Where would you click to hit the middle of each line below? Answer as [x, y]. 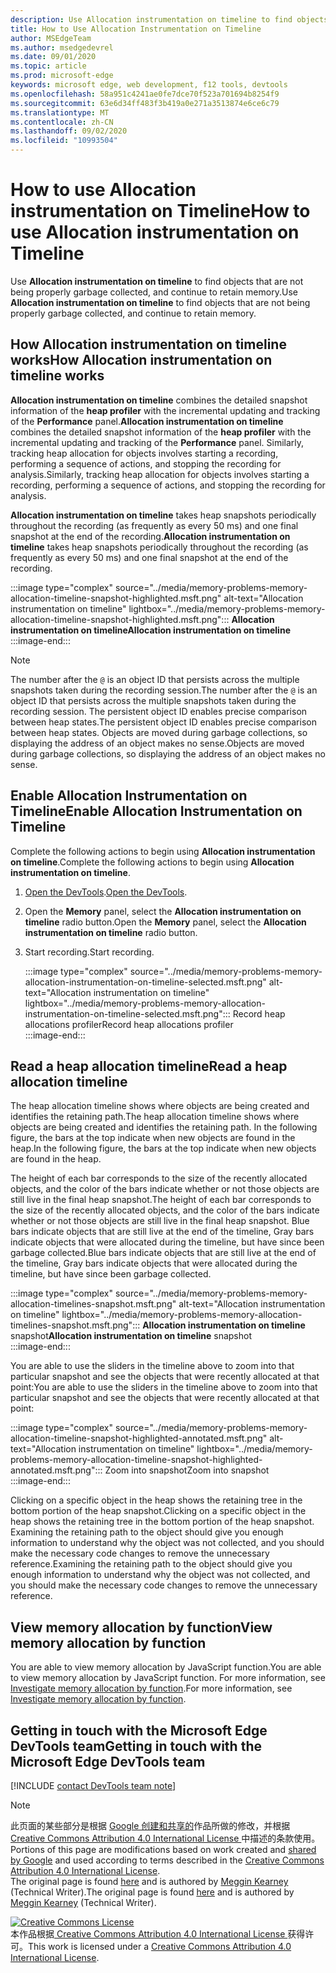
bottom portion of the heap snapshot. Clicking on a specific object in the [158, 1511]
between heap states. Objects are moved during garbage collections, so [159, 732]
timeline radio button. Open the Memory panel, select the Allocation [165, 922]
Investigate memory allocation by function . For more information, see [151, 1688]
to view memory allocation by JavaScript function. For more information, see [168, 1678]
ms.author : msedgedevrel [62, 47]
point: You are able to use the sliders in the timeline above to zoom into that [164, 1387]
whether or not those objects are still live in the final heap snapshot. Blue [160, 1221]
